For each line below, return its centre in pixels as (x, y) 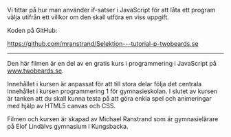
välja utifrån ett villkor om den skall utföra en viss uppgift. (88, 17)
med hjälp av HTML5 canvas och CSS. (61, 106)
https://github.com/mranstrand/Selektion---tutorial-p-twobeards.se (103, 43)
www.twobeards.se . (35, 71)
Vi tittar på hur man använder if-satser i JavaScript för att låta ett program (111, 10)
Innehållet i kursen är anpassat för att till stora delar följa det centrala (104, 84)
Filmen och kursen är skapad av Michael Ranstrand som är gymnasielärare (113, 119)
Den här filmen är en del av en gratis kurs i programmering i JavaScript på (112, 63)
